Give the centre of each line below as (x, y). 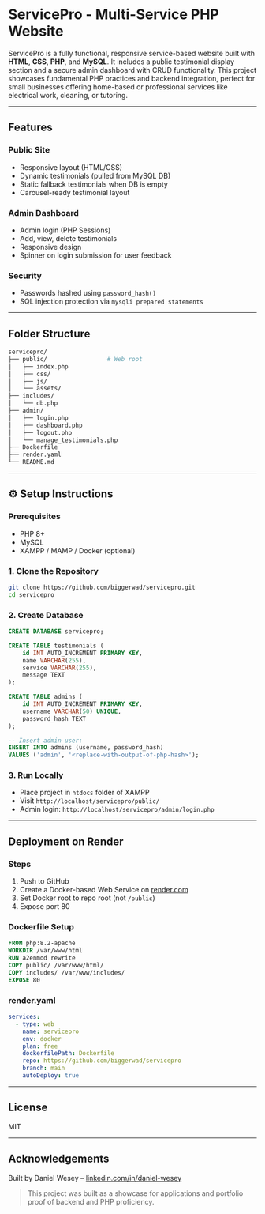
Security (25, 276)
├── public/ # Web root (76, 359)
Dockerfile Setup (41, 927)
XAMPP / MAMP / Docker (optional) (77, 550)
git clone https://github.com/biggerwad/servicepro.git (102, 588)
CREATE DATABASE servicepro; (56, 632)
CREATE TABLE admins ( (45, 697)
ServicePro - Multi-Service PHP (114, 15)
